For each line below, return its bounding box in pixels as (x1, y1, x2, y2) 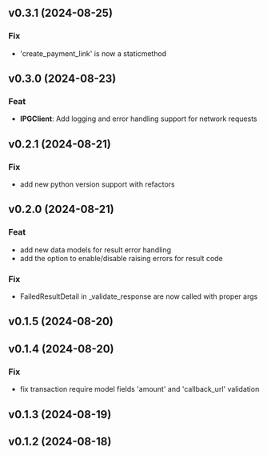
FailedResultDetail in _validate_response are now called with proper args (19, 292, 258, 301)
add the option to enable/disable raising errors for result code (19, 253, 224, 263)
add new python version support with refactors (19, 179, 175, 189)
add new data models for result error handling (19, 244, 172, 255)
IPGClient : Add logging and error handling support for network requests (19, 114, 257, 123)
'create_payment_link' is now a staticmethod (19, 48, 167, 58)
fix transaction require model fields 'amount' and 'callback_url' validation (19, 385, 260, 394)
